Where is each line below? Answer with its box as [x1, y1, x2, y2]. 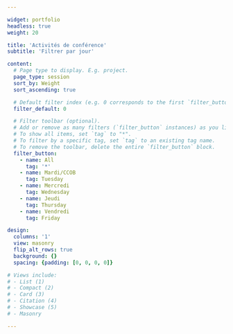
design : [7, 227, 30, 234]
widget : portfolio [7, 16, 60, 23]
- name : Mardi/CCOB [19, 169, 76, 177]
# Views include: [7, 272, 58, 279]
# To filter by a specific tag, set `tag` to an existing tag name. [13, 137, 216, 144]
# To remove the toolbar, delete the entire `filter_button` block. [13, 143, 216, 150]
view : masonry [13, 240, 54, 247]
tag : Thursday [25, 202, 67, 209]
